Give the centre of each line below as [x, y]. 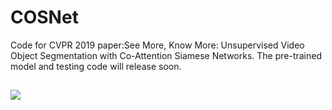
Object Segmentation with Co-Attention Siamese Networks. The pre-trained [166, 55]
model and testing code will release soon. [96, 66]
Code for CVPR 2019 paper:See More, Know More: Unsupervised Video [157, 45]
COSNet [44, 17]
